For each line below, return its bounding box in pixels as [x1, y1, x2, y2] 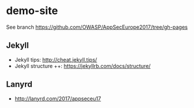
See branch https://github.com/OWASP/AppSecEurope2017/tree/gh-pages [6, 23, 188, 31]
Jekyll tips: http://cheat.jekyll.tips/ [14, 56, 97, 63]
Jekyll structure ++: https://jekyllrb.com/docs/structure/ [14, 62, 151, 69]
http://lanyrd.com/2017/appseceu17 [14, 95, 101, 102]
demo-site [6, 4, 58, 18]
